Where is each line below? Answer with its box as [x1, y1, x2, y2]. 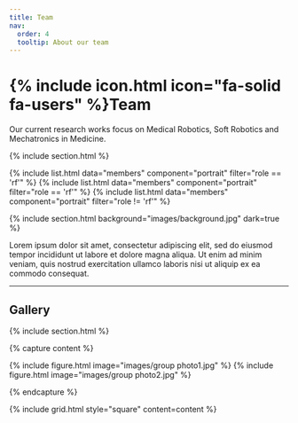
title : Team [9, 12, 53, 22]
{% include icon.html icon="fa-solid [9, 76, 281, 96]
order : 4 [17, 29, 50, 38]
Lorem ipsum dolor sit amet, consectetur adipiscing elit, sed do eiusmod [9, 240, 273, 251]
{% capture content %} [9, 343, 94, 353]
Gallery [9, 302, 51, 317]
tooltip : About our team [17, 37, 109, 47]
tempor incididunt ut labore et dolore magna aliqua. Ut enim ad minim [9, 249, 263, 260]
